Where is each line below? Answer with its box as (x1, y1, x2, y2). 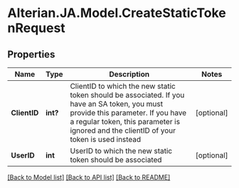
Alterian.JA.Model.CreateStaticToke (7, 5, 226, 21)
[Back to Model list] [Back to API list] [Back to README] (7, 173, 171, 182)
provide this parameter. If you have (70, 108, 187, 118)
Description (109, 70, 150, 79)
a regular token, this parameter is (70, 117, 180, 126)
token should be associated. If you (70, 90, 185, 100)
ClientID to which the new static (70, 82, 176, 91)
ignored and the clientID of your (70, 126, 176, 136)
